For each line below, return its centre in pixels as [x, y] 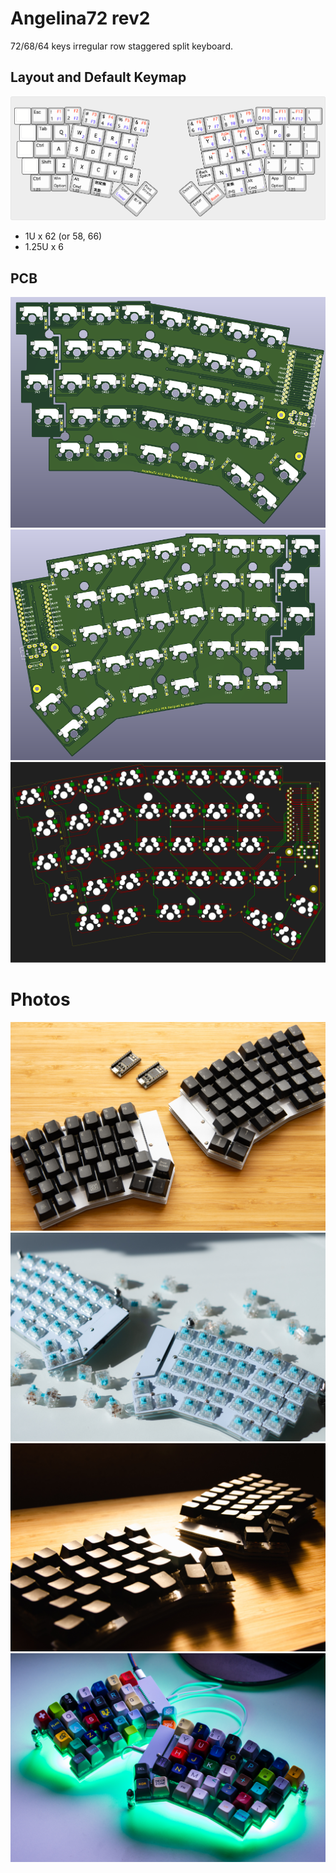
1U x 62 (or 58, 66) [63, 236]
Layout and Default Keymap [98, 77]
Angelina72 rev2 [80, 18]
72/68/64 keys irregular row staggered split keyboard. [121, 46]
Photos [40, 999]
